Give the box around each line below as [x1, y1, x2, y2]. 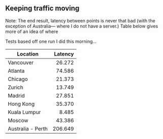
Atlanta [8, 67, 25, 74]
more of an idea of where [5, 28, 58, 35]
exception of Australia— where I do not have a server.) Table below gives [5, 23, 158, 29]
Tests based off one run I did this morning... [5, 38, 97, 44]
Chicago [8, 75, 28, 82]
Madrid [8, 92, 25, 99]
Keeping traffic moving [5, 4, 80, 13]
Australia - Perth [8, 125, 48, 132]
